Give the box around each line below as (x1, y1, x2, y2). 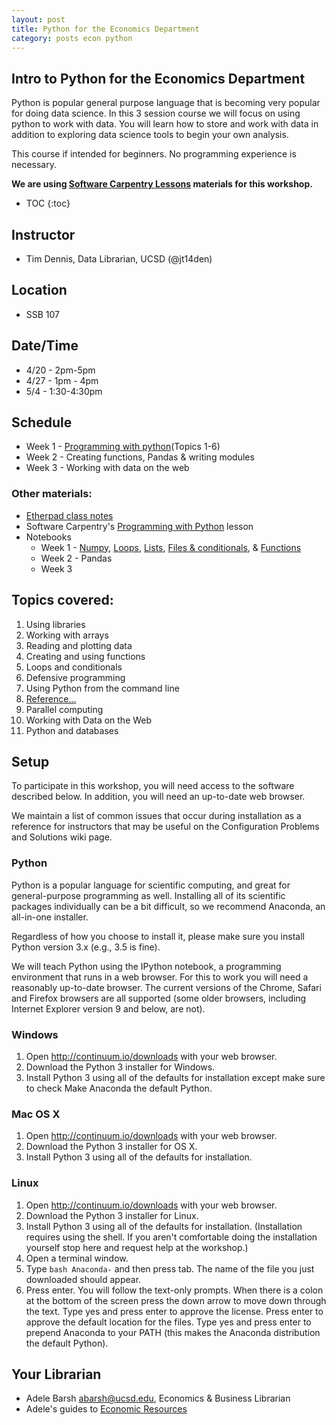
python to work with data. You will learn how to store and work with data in (11, 118, 319, 130)
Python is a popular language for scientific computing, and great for (11, 879, 291, 891)
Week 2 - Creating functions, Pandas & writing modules (25, 451, 255, 463)
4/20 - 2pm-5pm (25, 364, 96, 376)
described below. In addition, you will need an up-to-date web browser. (11, 791, 306, 803)
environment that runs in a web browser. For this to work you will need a (11, 971, 309, 983)
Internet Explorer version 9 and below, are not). (11, 1002, 206, 1015)
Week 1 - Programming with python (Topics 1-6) (25, 441, 221, 453)
